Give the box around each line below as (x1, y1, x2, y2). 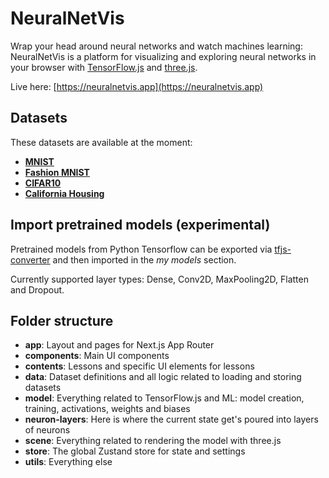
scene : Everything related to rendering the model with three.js (24, 435, 282, 447)
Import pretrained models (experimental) (10, 217, 271, 234)
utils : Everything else (24, 456, 113, 468)
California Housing (24, 187, 105, 199)
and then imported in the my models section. (52, 253, 237, 266)
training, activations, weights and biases (24, 403, 191, 415)
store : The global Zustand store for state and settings (24, 445, 246, 457)
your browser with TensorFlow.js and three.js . (10, 61, 198, 73)
